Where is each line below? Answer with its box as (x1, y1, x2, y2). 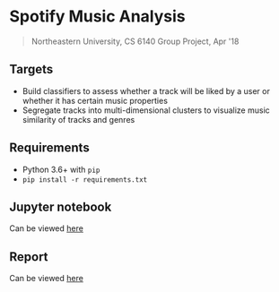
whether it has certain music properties (22, 95, 169, 106)
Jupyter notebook (9, 199, 112, 214)
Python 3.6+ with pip (22, 164, 100, 175)
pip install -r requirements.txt (22, 175, 148, 185)
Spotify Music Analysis (9, 6, 186, 27)
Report (9, 249, 48, 264)
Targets (9, 62, 54, 77)
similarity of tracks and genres (22, 114, 135, 125)
